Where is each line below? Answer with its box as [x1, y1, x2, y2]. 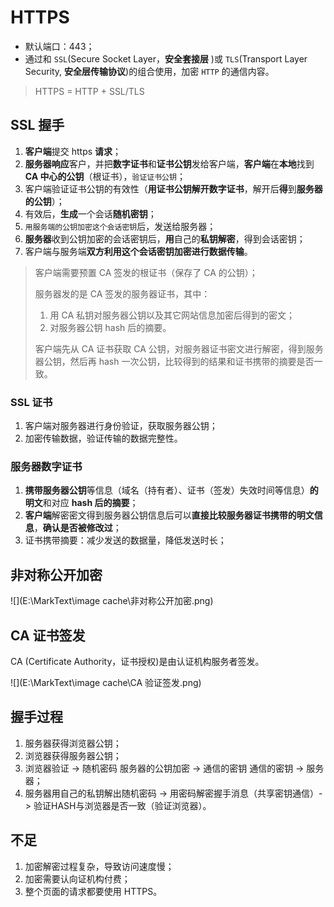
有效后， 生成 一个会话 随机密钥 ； [24, 207, 157, 220]
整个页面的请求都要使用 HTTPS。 [24, 885, 163, 897]
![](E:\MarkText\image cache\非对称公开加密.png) [10, 595, 214, 607]
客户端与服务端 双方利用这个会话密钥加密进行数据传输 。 [24, 245, 253, 257]
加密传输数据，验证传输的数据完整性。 [24, 432, 183, 445]
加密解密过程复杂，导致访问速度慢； [24, 860, 175, 872]
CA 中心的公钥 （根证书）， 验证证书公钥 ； [24, 170, 186, 182]
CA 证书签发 [10, 627, 86, 644]
